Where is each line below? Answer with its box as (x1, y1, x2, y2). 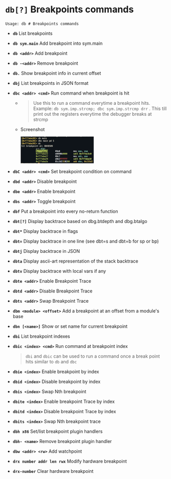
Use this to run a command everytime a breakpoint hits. (33, 100, 151, 106)
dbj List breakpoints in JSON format (12, 80, 89, 86)
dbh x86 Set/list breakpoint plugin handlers (12, 428, 103, 435)
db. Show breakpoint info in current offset (12, 70, 101, 76)
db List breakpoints (12, 30, 53, 36)
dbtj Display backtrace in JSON (12, 248, 80, 254)
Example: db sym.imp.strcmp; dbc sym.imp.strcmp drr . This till (33, 105, 167, 112)
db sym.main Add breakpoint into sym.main (12, 40, 103, 46)
